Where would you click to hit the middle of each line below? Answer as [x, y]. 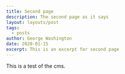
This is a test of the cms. [36, 66]
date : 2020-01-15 [27, 44]
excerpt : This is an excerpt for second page [62, 50]
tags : [13, 28]
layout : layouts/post [33, 22]
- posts [21, 33]
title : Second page [30, 11]
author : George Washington [39, 38]
